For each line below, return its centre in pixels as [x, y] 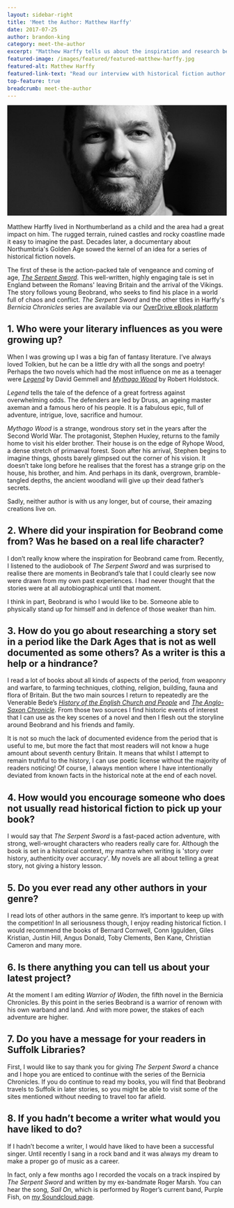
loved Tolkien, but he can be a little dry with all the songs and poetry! [106, 364]
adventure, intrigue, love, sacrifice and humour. [75, 415]
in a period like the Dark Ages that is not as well [112, 642]
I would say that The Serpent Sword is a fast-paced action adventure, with [114, 836]
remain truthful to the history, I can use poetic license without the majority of [117, 760]
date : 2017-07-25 [32, 29]
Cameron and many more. [45, 945]
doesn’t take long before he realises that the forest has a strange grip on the [117, 465]
